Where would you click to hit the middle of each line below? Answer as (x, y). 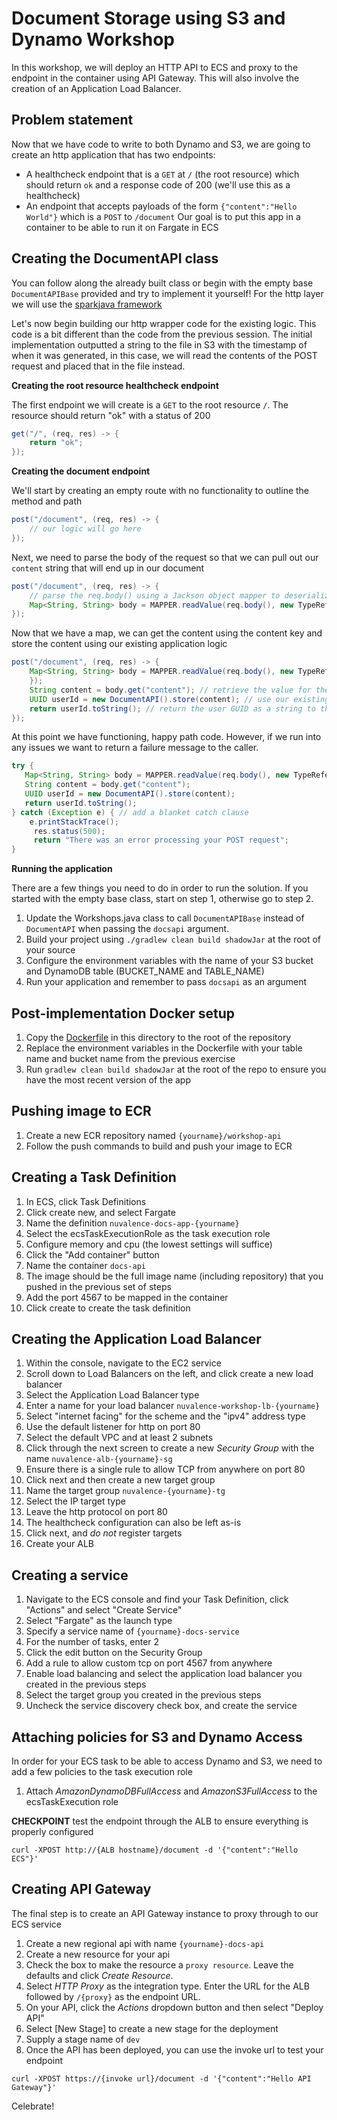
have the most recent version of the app (108, 1080)
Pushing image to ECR (81, 1111)
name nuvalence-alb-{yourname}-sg (99, 1459)
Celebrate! (33, 2106)
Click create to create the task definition (108, 1308)
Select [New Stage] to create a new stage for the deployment (152, 2028)
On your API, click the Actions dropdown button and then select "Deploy (174, 2007)
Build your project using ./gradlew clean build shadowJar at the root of (173, 939)
